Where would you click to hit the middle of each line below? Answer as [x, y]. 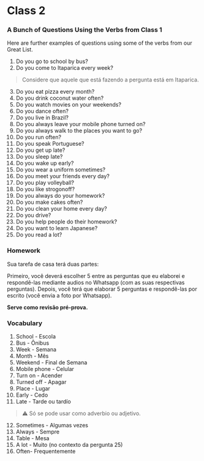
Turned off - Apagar [41, 382]
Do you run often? [39, 137]
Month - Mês [32, 356]
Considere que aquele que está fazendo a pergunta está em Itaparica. [110, 80]
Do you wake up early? [45, 163]
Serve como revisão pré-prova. [47, 307]
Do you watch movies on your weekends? [69, 105]
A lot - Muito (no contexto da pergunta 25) [69, 445]
